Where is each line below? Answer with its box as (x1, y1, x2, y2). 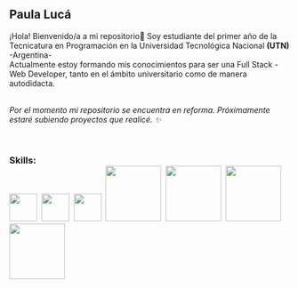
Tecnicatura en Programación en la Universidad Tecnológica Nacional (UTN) (9, 40, 290, 51)
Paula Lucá (9, 7, 72, 22)
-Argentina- (9, 49, 52, 60)
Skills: (9, 154, 37, 166)
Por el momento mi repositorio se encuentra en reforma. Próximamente (9, 104, 270, 115)
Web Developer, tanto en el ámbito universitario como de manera (9, 68, 247, 79)
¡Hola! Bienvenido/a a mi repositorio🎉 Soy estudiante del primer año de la (9, 30, 278, 41)
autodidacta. (9, 77, 55, 88)
